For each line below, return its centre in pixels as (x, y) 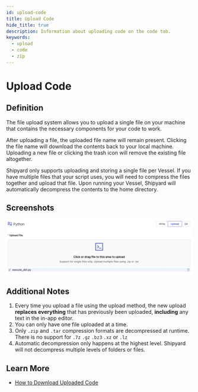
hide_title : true (28, 25)
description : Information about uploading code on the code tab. (88, 31)
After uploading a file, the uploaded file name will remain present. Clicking (96, 140)
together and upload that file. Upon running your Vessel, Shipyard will (91, 183)
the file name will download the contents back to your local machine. (90, 146)
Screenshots (30, 208)
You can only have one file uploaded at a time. (71, 324)
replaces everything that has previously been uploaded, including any (101, 312)
